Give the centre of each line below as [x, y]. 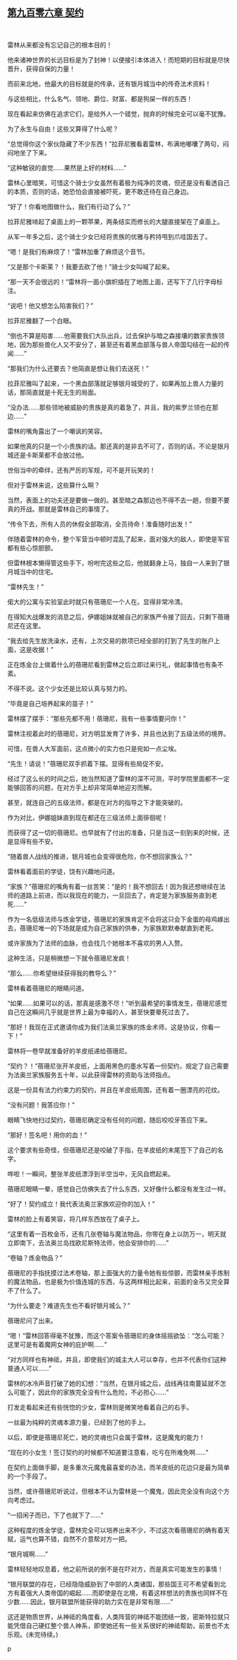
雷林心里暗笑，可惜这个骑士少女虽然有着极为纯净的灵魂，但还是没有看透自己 [119, 182]
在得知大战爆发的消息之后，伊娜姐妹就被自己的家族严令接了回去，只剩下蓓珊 [119, 617]
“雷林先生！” [26, 586]
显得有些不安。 [35, 841]
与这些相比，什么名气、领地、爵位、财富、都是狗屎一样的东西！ [100, 98]
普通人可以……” [29, 1368]
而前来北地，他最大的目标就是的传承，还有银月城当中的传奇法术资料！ [109, 83]
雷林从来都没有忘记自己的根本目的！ [60, 45]
